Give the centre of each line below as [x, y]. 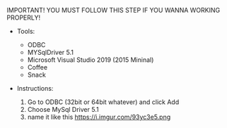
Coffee [37, 67]
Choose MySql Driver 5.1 [63, 109]
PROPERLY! [23, 18]
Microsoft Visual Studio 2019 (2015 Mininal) [91, 60]
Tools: [26, 31]
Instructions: [35, 88]
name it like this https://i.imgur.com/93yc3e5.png [99, 117]
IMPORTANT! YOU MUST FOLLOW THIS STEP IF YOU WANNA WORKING [113, 10]
